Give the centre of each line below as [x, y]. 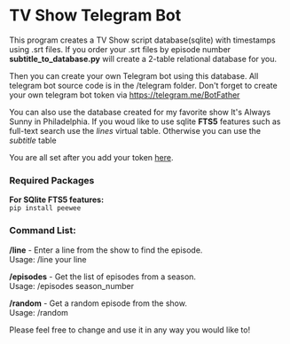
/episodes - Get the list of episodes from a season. [103, 277]
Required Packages [52, 180]
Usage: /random [39, 312]
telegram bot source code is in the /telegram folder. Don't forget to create [143, 85]
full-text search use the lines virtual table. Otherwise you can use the [135, 130]
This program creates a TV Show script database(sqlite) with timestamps [143, 40]
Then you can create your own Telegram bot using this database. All [134, 75]
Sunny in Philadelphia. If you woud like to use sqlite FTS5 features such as [145, 121]
